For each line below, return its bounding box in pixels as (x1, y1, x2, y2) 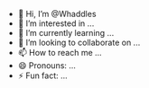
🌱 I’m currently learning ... (17, 28, 115, 38)
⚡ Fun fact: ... (17, 70, 68, 81)
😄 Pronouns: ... (17, 60, 77, 71)
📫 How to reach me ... (17, 48, 102, 57)
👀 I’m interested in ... (17, 18, 95, 29)
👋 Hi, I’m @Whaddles (17, 9, 97, 19)
